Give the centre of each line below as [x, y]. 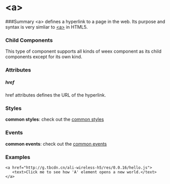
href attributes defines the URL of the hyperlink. [56, 95]
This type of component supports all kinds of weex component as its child [83, 51]
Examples [18, 157]
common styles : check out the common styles [55, 120]
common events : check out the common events [56, 144]
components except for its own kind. [44, 57]
